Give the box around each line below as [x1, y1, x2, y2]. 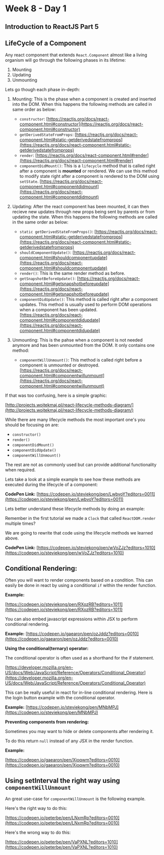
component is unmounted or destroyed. [19, 362, 99, 368]
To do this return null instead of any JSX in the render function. [5, 738, 134, 744]
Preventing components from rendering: [5, 719, 89, 725]
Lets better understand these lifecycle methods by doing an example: [5, 506, 145, 512]
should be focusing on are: [5, 422, 59, 428]
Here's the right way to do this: [5, 806, 68, 811]
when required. [5, 467, 36, 473]
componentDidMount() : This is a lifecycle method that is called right [19, 163, 156, 169]
